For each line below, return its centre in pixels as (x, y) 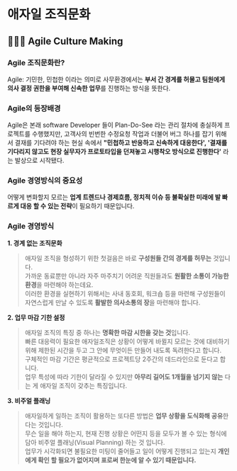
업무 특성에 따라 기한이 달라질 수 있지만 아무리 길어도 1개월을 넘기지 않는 (124, 377)
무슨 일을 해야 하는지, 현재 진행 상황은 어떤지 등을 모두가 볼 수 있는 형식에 (126, 433)
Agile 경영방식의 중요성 (45, 181)
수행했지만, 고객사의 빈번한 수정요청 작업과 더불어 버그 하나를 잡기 (123, 134)
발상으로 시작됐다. (39, 161)
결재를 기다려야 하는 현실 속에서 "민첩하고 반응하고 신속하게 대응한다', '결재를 (121, 143)
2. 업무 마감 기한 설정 (36, 317)
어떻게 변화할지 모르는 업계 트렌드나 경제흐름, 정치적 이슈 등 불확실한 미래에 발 (114, 197)
